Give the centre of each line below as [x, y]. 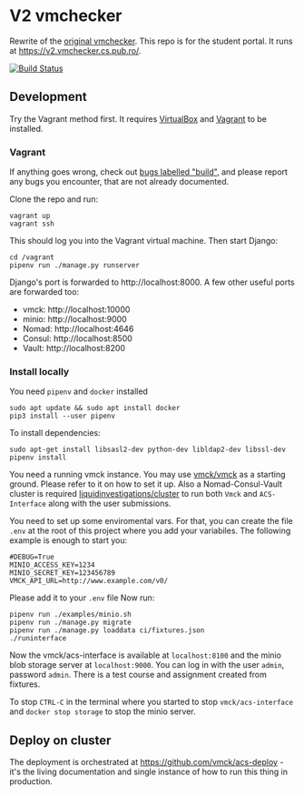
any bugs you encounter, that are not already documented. [119, 182]
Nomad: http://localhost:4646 [78, 329]
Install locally [39, 371]
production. [31, 781]
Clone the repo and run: [54, 199]
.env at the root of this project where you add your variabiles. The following [150, 531]
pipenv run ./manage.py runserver [75, 266]
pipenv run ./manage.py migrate [70, 623]
